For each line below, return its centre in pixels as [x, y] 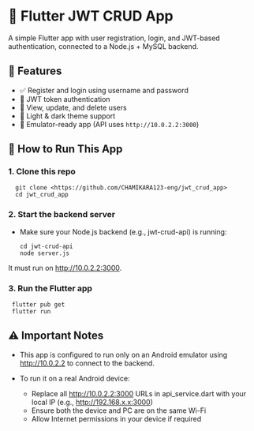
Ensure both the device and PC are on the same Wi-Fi [119, 410]
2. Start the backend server [62, 215]
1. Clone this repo [42, 171]
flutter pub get [38, 305]
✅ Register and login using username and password [104, 90]
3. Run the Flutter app [50, 288]
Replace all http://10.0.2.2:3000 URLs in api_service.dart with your [139, 393]
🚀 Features [35, 71]
